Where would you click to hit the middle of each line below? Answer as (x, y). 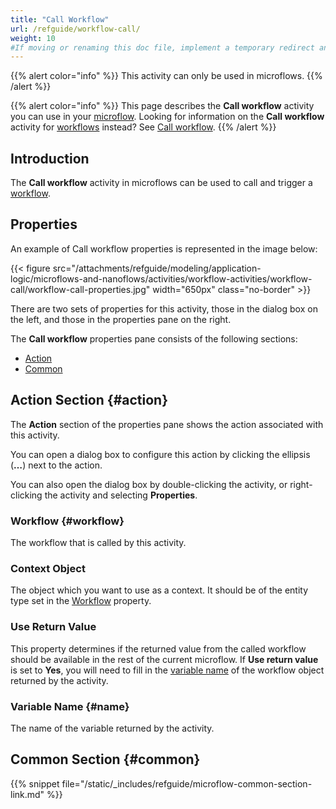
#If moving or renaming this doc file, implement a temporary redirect (162, 47)
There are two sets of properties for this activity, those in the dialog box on (164, 308)
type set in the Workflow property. (81, 601)
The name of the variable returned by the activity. (112, 728)
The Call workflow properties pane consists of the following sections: (154, 338)
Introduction (50, 158)
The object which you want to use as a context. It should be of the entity (159, 590)
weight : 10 (33, 38)
